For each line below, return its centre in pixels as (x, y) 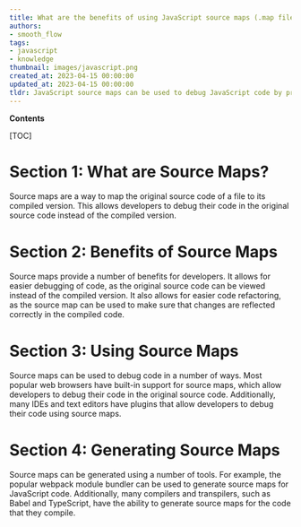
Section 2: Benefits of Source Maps (143, 251)
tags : (19, 43)
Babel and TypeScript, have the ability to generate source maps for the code (150, 504)
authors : (26, 26)
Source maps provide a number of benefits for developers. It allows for (140, 276)
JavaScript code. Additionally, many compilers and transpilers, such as (140, 494)
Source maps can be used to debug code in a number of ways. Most (136, 376)
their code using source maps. (65, 414)
